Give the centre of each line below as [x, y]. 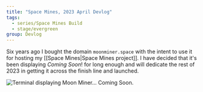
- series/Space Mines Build [47, 23]
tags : [13, 18]
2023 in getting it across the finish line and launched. [73, 71]
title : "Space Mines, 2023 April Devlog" [59, 12]
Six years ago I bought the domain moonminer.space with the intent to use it [99, 51]
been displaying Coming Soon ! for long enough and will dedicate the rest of [101, 65]
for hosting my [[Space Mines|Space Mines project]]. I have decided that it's [101, 58]
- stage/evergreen [35, 29]
